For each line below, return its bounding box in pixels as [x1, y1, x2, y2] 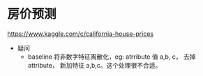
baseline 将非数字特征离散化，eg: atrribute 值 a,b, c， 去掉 [27, 53, 197, 61]
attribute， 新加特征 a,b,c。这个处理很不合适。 [27, 61, 162, 69]
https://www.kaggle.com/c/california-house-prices [7, 29, 154, 38]
